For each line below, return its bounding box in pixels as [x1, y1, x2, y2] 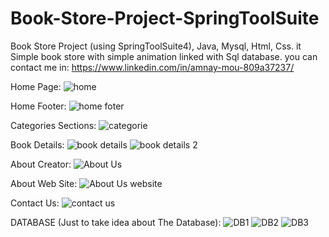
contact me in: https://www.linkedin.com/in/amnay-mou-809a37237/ [10, 61, 295, 73]
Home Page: [10, 80, 62, 92]
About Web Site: [10, 177, 78, 189]
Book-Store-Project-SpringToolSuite [10, 7, 320, 30]
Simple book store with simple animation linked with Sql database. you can [10, 50, 318, 62]
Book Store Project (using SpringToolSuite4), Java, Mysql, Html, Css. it [10, 40, 302, 52]
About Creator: [10, 158, 72, 170]
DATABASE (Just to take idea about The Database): [10, 216, 222, 228]
